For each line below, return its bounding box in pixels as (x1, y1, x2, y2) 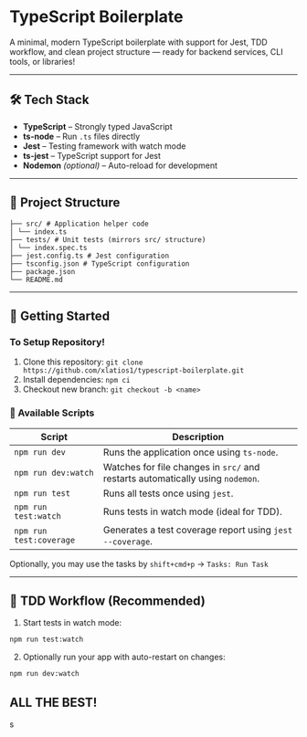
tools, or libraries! (9, 56, 76, 67)
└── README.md (9, 275, 64, 284)
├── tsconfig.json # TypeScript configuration (9, 258, 190, 268)
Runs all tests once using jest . (102, 487, 234, 500)
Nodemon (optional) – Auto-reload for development (22, 160, 217, 171)
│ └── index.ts (9, 226, 68, 237)
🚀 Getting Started (9, 308, 111, 323)
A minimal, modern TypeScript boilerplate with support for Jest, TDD (9, 37, 268, 47)
